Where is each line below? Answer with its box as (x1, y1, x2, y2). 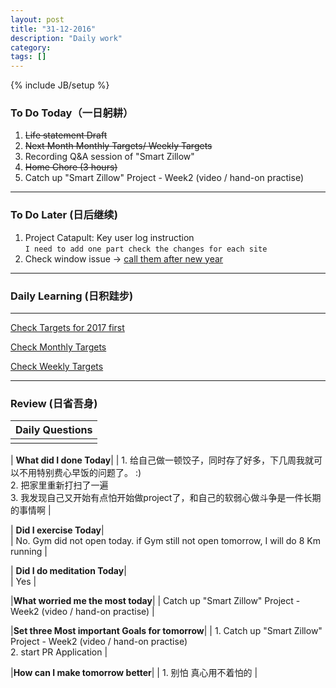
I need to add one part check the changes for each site (24, 244, 268, 254)
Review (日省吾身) (10, 396, 98, 410)
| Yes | (10, 576, 37, 588)
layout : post (10, 14, 65, 25)
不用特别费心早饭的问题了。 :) (18, 467, 142, 479)
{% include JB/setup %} (10, 79, 110, 91)
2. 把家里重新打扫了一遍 (10, 479, 109, 491)
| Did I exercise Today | (10, 524, 105, 536)
